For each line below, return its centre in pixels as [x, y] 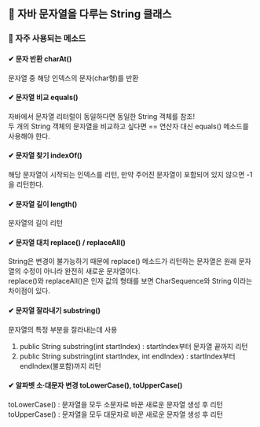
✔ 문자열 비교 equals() [43, 98]
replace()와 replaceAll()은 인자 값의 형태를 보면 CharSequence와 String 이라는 [130, 281]
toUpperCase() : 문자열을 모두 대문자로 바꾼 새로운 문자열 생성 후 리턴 [116, 414]
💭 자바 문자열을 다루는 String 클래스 [90, 14]
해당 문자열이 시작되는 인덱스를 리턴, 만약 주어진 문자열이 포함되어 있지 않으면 [126, 174]
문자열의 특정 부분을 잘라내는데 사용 [63, 329]
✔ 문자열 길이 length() [43, 204]
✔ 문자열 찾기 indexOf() [45, 155]
